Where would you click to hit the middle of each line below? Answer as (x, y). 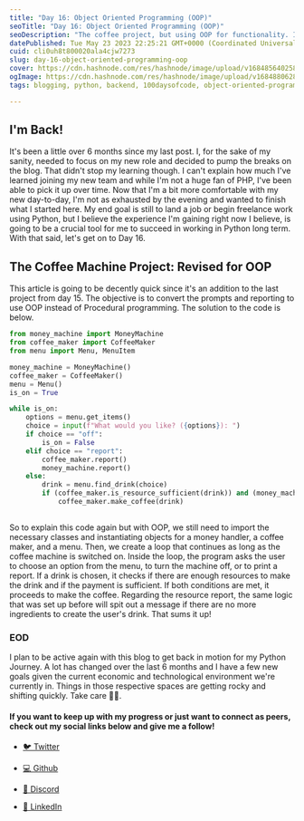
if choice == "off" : (64, 434)
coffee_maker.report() (85, 459)
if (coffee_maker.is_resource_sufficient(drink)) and (145, 493)
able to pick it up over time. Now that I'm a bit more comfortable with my (144, 190)
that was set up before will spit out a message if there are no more (133, 604)
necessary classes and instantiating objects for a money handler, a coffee (147, 536)
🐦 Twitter (41, 747)
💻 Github (40, 768)
